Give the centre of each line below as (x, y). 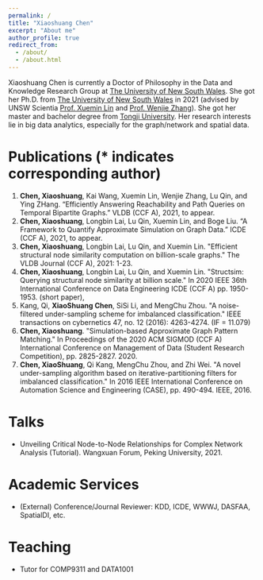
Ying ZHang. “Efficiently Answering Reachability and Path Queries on (132, 204)
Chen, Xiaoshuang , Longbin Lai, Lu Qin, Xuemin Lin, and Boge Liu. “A (133, 221)
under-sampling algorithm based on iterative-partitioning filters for (128, 373)
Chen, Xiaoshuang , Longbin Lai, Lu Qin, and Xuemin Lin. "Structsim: (131, 272)
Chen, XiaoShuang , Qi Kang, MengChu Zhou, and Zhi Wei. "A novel (130, 364)
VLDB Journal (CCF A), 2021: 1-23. (76, 263)
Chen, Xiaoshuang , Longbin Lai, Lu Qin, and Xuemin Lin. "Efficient (128, 246)
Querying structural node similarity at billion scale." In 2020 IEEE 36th (133, 280)
